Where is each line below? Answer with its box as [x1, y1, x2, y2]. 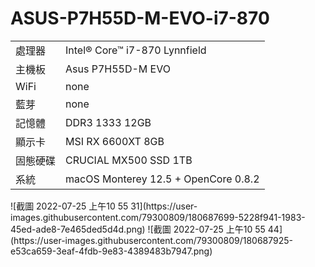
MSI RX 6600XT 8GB [65, 134, 165, 148]
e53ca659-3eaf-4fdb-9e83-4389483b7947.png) [10, 245, 213, 257]
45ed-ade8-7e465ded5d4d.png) [10, 223, 146, 235]
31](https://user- [130, 200, 198, 212]
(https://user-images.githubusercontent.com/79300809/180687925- [10, 234, 293, 246]
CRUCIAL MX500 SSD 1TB [65, 153, 193, 167]
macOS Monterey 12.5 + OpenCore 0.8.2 [65, 172, 260, 186]
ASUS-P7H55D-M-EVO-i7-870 [10, 7, 270, 30]
